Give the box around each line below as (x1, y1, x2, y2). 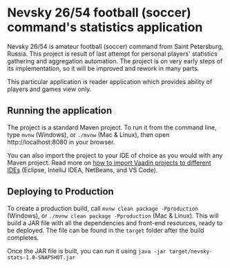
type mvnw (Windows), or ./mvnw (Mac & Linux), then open (7, 130, 170, 138)
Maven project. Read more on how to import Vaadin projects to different (7, 158, 211, 167)
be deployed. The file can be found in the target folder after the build (7, 226, 204, 234)
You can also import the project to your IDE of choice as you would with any (7, 151, 223, 159)
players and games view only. (7, 85, 92, 93)
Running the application (7, 105, 113, 116)
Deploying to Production (7, 186, 114, 198)
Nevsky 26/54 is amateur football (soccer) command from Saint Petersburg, (7, 42, 224, 50)
